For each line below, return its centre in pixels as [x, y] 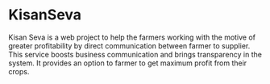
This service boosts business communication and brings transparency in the [135, 54]
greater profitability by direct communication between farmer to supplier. [129, 45]
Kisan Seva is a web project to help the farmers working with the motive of [132, 37]
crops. [19, 71]
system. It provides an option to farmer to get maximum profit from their [128, 63]
